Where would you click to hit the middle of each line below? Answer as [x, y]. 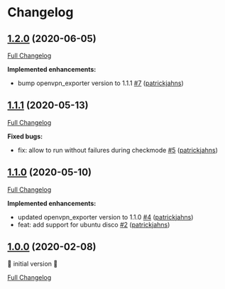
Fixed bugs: [25, 136]
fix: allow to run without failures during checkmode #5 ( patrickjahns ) [118, 150]
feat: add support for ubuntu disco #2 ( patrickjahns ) [94, 224]
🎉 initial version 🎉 [33, 264]
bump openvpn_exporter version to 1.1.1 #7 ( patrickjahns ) [101, 83]
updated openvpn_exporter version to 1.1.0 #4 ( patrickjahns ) [105, 217]
